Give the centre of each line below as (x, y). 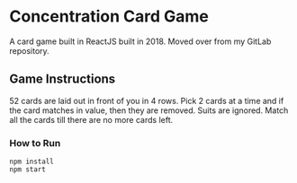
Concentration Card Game (109, 17)
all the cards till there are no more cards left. (91, 119)
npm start (28, 170)
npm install (31, 162)
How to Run (35, 143)
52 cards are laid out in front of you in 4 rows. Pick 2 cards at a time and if (147, 100)
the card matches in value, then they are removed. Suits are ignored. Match (149, 110)
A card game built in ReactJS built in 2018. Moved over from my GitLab (140, 41)
